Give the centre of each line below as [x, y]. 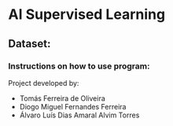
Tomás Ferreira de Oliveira [63, 98]
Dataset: [29, 44]
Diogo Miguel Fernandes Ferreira [73, 106]
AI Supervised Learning [87, 15]
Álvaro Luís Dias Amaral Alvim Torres [79, 115]
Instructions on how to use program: [79, 66]
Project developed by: [44, 83]
